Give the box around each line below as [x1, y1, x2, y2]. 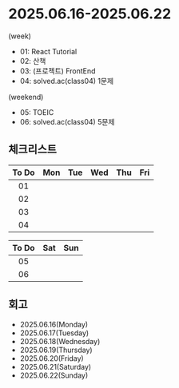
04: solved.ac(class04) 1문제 [19, 76, 114, 85]
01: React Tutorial [19, 46, 78, 56]
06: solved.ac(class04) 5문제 [19, 117, 115, 126]
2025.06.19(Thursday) [19, 345, 93, 354]
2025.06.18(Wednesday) [19, 336, 101, 346]
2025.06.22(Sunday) [19, 370, 89, 380]
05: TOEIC [19, 107, 54, 117]
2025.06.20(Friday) [19, 353, 84, 363]
